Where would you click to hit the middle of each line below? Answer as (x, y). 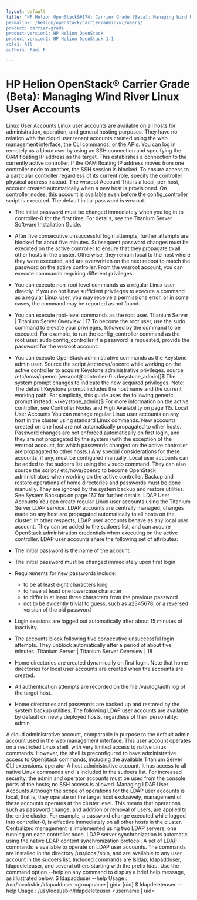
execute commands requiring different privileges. (74, 273)
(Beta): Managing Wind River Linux (93, 96)
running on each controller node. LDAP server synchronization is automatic (97, 834)
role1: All (19, 45)
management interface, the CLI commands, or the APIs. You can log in (91, 144)
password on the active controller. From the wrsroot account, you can (99, 267)
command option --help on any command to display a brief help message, (96, 872)
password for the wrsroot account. (56, 346)
